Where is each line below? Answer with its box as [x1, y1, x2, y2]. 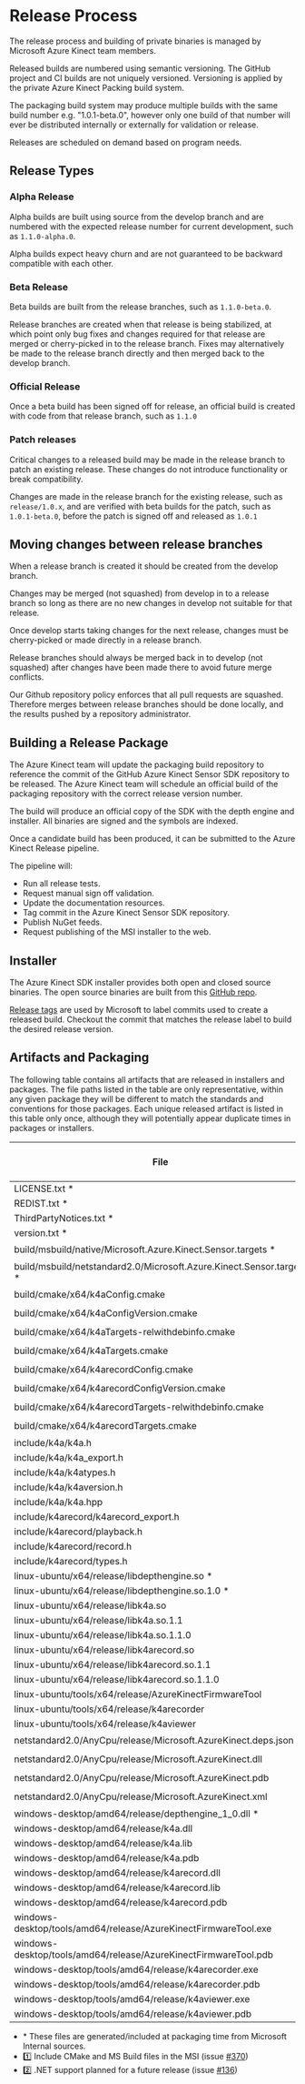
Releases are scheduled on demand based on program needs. [9, 137, 242, 147]
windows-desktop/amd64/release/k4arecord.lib [14, 1881, 221, 1894]
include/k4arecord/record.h [14, 1540, 133, 1553]
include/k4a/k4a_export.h [14, 1451, 124, 1463]
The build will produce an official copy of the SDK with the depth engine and [9, 806, 295, 817]
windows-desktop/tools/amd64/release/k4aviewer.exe [14, 1992, 251, 2005]
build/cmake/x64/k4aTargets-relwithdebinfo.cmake [14, 1326, 236, 1339]
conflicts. [9, 672, 44, 683]
